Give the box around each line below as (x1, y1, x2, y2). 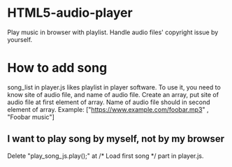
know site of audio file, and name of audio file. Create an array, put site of (7, 90, 219, 99)
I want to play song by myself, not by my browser (7, 133, 225, 145)
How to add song (7, 60, 108, 76)
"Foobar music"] (7, 112, 55, 121)
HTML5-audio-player (7, 5, 133, 21)
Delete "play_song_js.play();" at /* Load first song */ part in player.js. (7, 152, 204, 160)
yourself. (7, 35, 33, 43)
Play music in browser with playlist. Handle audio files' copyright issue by (7, 28, 219, 36)
